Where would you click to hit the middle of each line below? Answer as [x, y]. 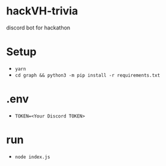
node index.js [32, 157]
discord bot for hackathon [38, 28]
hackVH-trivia [42, 11]
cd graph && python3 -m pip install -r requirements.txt [87, 75]
